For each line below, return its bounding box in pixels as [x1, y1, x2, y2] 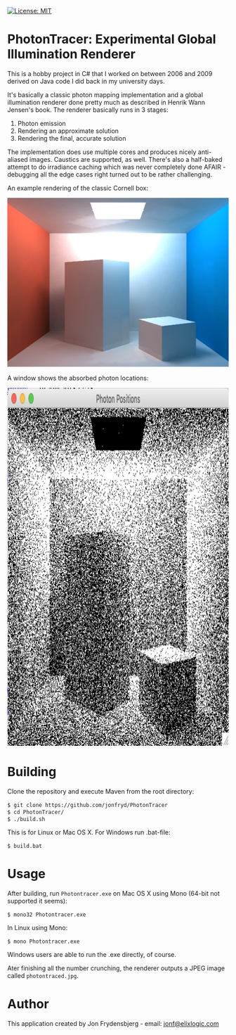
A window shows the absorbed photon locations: [7, 374, 149, 382]
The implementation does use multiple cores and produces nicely [7, 148, 197, 156]
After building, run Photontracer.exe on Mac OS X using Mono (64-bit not [7, 889, 220, 897]
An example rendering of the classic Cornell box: [7, 184, 149, 192]
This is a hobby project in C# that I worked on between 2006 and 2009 [7, 69, 213, 77]
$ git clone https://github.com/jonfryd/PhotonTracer [7, 801, 169, 808]
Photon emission [17, 119, 67, 127]
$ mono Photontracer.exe [7, 938, 80, 945]
